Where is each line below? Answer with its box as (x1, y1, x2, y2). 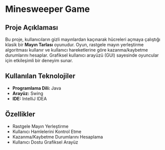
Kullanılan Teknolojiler (5, 72, 76, 80)
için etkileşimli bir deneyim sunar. (5, 58, 73, 63)
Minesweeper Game (5, 3, 90, 15)
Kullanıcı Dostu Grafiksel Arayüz (12, 139, 79, 145)
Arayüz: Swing (12, 90, 44, 96)
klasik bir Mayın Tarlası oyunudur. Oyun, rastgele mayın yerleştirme (5, 42, 144, 48)
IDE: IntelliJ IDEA (12, 95, 47, 101)
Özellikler (5, 110, 36, 119)
